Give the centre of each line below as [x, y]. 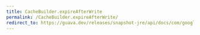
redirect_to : [22, 23]
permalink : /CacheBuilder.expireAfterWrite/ [62, 17]
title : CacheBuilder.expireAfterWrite [54, 12]
